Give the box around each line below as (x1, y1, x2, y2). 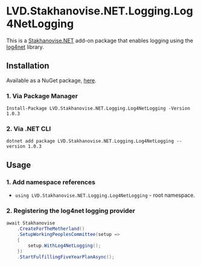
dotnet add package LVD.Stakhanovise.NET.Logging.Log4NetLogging (6, 138, 174, 144)
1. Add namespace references (6, 178, 95, 186)
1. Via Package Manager (6, 91, 78, 100)
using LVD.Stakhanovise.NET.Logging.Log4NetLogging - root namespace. (14, 191, 195, 199)
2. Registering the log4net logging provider (6, 206, 136, 215)
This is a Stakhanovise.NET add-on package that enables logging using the (6, 37, 193, 44)
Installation (6, 61, 49, 71)
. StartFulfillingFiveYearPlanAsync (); (17, 254, 115, 260)
